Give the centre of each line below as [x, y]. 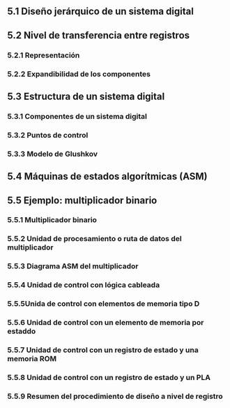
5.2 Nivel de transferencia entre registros [99, 35]
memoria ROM [32, 359]
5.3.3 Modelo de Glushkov [53, 154]
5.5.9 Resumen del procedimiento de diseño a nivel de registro [115, 396]
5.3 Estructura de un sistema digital [86, 97]
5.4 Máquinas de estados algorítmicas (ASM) [107, 176]
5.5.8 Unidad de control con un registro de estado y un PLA [109, 377]
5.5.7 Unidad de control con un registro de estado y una [103, 350]
